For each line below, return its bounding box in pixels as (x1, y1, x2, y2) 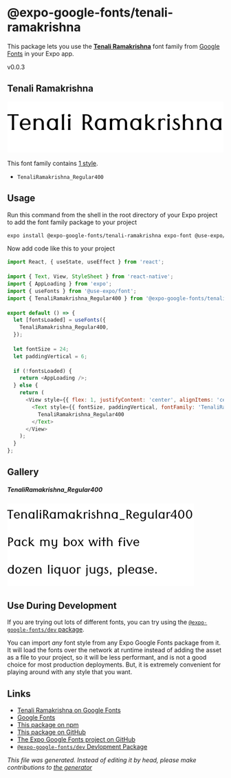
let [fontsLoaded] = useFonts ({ (13, 316, 107, 324)
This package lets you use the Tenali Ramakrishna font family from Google (7, 42, 220, 50)
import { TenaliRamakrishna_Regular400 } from (7, 294, 143, 302)
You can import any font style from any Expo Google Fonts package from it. (7, 638, 221, 647)
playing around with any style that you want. (7, 668, 133, 676)
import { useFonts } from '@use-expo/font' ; (7, 288, 137, 294)
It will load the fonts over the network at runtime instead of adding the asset (7, 646, 222, 654)
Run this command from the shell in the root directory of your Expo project (7, 210, 218, 219)
